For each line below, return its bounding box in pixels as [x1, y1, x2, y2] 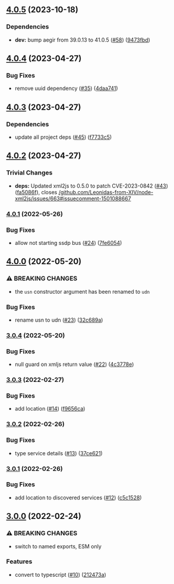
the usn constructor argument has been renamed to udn [14, 288, 150, 295]
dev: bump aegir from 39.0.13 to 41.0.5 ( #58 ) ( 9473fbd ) [14, 36, 150, 44]
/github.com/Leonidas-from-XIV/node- [58, 188, 154, 195]
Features [6, 557, 33, 566]
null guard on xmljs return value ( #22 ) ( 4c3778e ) [14, 361, 134, 368]
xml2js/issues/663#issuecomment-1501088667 [14, 195, 132, 202]
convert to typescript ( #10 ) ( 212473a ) [14, 571, 107, 578]
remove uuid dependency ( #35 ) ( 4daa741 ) [14, 85, 118, 92]
